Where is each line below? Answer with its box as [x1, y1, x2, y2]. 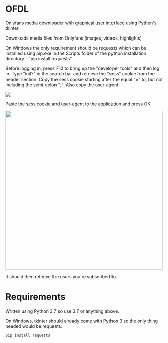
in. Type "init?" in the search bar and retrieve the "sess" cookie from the [5, 70, 155, 77]
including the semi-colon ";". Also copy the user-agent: [5, 82, 120, 88]
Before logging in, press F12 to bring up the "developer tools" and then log [5, 65, 160, 71]
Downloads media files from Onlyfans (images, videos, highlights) [5, 35, 142, 41]
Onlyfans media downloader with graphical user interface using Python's [5, 20, 157, 26]
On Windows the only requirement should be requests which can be [5, 45, 147, 51]
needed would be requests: [5, 323, 62, 329]
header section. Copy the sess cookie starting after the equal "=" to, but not [5, 76, 163, 82]
